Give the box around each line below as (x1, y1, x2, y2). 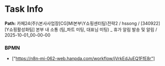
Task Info (4, 3, 43, 15)
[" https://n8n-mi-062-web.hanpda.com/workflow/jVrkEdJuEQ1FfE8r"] (11, 56, 155, 62)
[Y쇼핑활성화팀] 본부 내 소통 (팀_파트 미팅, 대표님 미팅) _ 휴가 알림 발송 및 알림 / (4, 26, 158, 33)
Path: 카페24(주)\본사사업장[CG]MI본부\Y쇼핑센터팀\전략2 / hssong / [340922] (4, 20, 161, 26)
